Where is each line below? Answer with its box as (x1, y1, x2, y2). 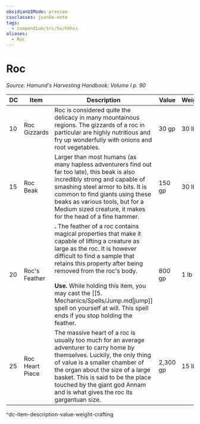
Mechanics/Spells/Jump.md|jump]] (54, 296, 153, 304)
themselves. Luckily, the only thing (54, 351, 151, 359)
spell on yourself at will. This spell (54, 304, 149, 312)
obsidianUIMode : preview (6, 8, 68, 15)
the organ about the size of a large (54, 366, 151, 374)
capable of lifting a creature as (54, 236, 140, 245)
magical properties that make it (54, 229, 142, 238)
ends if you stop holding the (54, 311, 133, 319)
